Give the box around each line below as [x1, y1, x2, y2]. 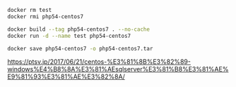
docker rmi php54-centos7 [7, 13, 83, 20]
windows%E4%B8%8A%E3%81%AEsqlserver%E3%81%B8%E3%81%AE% [7, 65, 229, 74]
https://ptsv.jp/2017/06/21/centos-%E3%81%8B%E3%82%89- [7, 58, 191, 66]
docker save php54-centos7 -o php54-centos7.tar [7, 45, 153, 52]
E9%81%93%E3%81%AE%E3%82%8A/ [7, 72, 126, 81]
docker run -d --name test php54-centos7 [7, 32, 131, 39]
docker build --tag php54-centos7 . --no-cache [7, 25, 151, 33]
